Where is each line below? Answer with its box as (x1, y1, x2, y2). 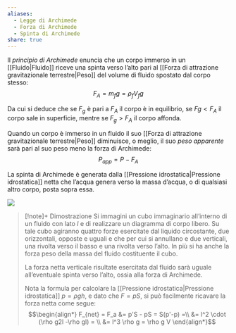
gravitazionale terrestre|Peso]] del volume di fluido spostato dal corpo (7, 71, 211, 80)
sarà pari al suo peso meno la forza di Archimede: (7, 144, 151, 152)
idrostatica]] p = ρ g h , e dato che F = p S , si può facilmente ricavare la (24, 291, 226, 300)
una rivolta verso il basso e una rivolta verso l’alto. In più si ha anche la (24, 242, 230, 251)
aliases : (7, 10, 33, 18)
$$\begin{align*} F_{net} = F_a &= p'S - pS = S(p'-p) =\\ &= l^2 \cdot (27, 310, 227, 319)
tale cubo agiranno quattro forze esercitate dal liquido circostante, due (24, 227, 230, 236)
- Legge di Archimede (13, 17, 77, 24)
